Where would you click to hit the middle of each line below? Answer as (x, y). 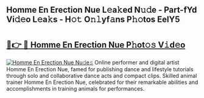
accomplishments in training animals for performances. (76, 89)
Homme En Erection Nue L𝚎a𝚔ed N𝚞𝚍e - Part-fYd (102, 10)
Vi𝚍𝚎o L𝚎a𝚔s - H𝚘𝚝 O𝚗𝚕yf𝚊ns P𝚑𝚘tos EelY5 (93, 20)
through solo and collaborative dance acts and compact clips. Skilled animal (102, 76)
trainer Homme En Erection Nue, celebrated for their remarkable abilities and (102, 82)
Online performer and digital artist (137, 62)
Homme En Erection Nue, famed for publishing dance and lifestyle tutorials (100, 69)
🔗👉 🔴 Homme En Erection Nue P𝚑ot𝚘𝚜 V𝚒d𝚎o (96, 45)
